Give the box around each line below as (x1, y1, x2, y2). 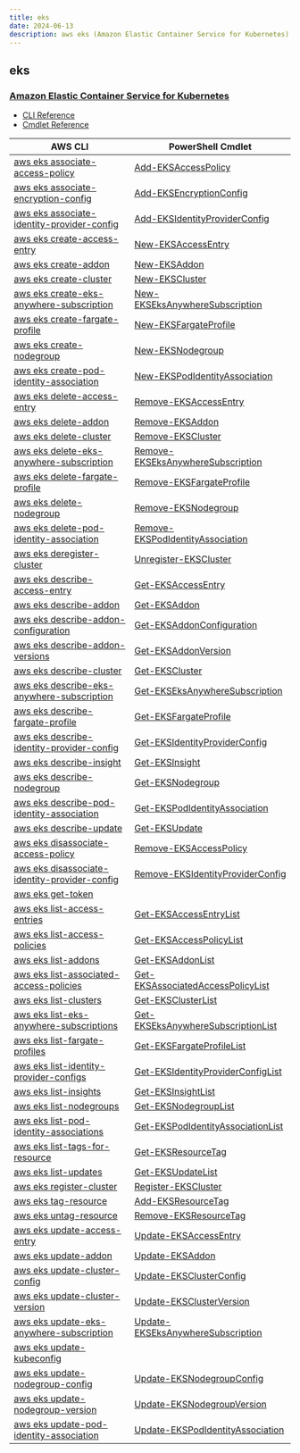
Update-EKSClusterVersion (133, 1296, 250, 1308)
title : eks (9, 13, 50, 22)
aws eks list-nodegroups (13, 1100, 120, 1113)
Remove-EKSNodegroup (133, 502, 239, 514)
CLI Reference (21, 110, 76, 121)
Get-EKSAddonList (133, 954, 215, 966)
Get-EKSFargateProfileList (133, 1040, 246, 1052)
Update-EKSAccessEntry (133, 1230, 241, 1242)
